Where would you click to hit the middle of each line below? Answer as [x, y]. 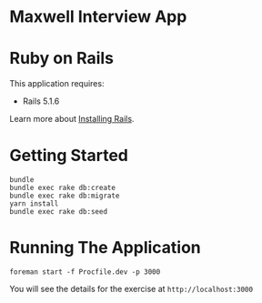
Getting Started [69, 156]
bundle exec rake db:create [63, 188]
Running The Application [106, 248]
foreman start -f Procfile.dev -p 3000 [85, 272]
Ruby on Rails [62, 59]
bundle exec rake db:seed [58, 212]
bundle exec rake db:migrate [65, 196]
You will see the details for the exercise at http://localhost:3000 [131, 289]
